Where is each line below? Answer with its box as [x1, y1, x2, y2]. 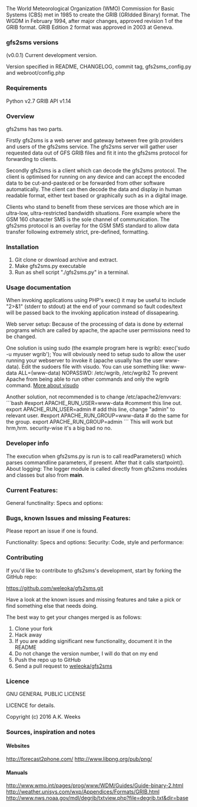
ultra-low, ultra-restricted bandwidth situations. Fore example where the [6, 209, 181, 216]
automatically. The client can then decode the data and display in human [6, 185, 182, 193]
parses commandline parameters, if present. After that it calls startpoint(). [6, 458, 185, 466]
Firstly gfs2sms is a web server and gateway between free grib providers [6, 136, 183, 143]
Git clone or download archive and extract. [14, 256, 118, 263]
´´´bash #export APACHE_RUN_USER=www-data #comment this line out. [6, 400, 182, 407]
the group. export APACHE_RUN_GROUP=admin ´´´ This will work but [6, 418, 173, 426]
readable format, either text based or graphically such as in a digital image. [6, 192, 188, 199]
